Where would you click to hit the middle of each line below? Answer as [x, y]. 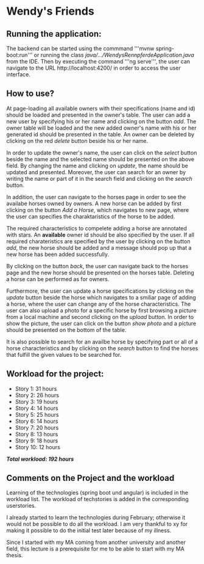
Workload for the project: [55, 374]
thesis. [15, 555]
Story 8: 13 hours [37, 434]
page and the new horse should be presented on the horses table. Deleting [100, 273]
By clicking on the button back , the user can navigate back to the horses [97, 266]
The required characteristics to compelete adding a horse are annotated [97, 228]
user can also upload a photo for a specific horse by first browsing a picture [101, 310]
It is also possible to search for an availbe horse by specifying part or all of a [102, 342]
